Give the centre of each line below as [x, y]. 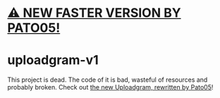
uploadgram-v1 [53, 60]
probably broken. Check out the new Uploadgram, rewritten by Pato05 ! [110, 87]
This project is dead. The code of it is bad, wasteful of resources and [108, 80]
